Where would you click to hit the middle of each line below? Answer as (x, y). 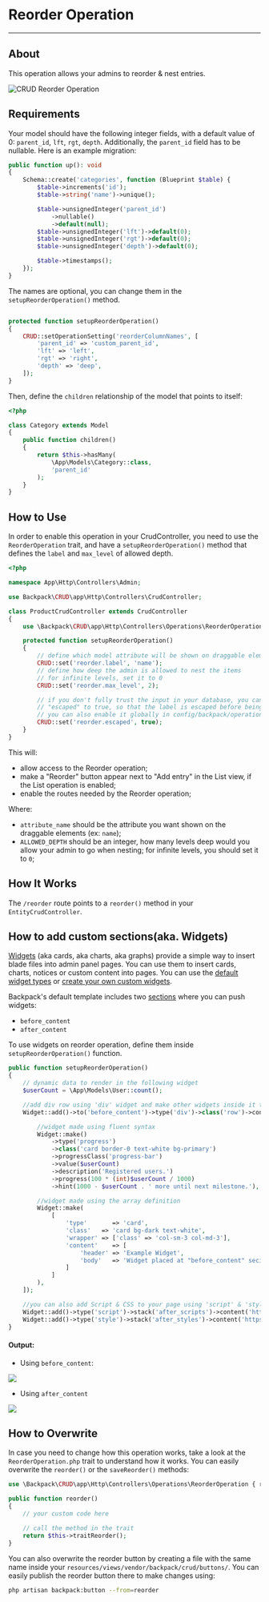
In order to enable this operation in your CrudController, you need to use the (133, 536)
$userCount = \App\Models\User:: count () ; (92, 1090)
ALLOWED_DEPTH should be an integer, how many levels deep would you (135, 841)
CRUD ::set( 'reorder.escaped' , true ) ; (100, 722)
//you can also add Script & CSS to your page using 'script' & (132, 1304)
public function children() (69, 440)
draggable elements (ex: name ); (70, 833)
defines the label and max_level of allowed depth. (91, 553)
